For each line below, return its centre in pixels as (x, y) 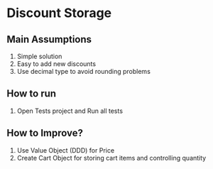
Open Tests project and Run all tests (70, 111)
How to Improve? (45, 133)
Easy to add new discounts (56, 64)
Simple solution (39, 56)
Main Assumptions (49, 39)
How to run (32, 94)
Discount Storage (59, 13)
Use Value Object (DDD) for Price (66, 150)
